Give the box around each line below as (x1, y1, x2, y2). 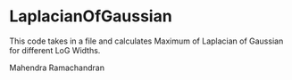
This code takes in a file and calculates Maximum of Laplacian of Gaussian (9, 36, 284, 46)
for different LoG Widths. (9, 44, 101, 55)
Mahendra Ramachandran (9, 62, 105, 73)
